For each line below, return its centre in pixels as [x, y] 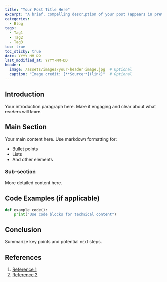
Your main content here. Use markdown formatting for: [61, 139]
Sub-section [21, 172]
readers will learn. [24, 112]
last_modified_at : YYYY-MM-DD [37, 60]
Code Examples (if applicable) [53, 198]
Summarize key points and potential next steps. [54, 242]
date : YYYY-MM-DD [23, 56]
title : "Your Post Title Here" [38, 10]
